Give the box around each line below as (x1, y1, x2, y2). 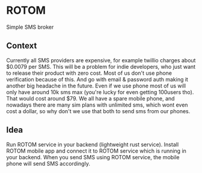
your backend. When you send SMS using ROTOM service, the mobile (6, 153, 180, 160)
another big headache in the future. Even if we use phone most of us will (6, 82, 186, 89)
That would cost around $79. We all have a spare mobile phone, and (6, 95, 175, 102)
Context (6, 41, 37, 51)
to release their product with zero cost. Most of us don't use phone (6, 69, 173, 77)
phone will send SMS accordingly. (6, 160, 90, 167)
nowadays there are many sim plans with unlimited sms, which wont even (6, 101, 188, 108)
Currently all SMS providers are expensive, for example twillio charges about (6, 56, 196, 63)
